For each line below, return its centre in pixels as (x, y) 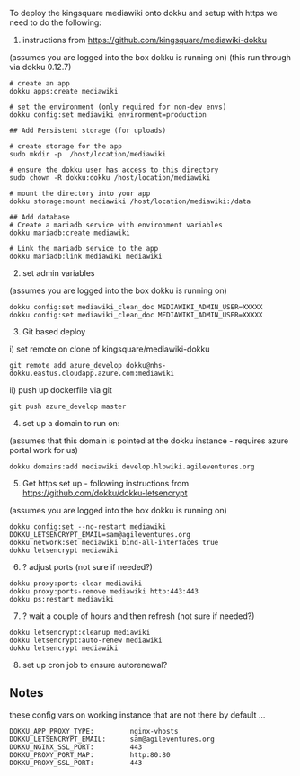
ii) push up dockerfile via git (61, 390)
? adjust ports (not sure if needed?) (87, 567)
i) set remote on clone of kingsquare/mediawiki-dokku (110, 349)
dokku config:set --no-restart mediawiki (88, 527)
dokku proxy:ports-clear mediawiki (76, 584)
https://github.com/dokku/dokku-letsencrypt (105, 493)
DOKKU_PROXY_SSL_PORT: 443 (76, 763)
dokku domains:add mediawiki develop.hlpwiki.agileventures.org (132, 467)
